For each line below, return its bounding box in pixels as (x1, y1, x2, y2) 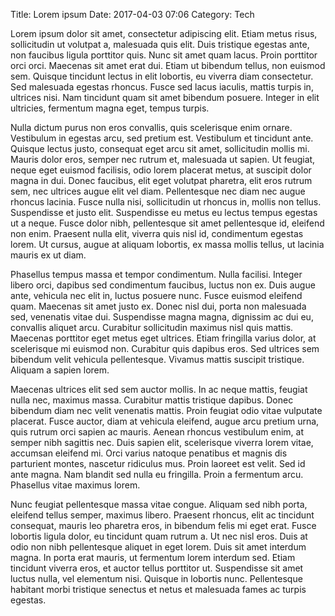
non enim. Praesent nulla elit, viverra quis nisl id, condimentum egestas (10, 228, 304, 239)
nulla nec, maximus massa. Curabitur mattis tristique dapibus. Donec (10, 394, 294, 406)
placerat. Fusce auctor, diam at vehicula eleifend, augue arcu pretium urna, (10, 415, 320, 427)
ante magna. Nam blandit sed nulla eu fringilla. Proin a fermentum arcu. (10, 469, 304, 480)
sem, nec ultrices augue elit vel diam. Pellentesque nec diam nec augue (10, 185, 306, 197)
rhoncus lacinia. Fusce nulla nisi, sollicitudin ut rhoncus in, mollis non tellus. (10, 196, 322, 208)
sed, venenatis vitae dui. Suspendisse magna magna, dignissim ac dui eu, (10, 311, 314, 323)
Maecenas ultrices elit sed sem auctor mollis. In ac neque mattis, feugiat (10, 384, 308, 395)
